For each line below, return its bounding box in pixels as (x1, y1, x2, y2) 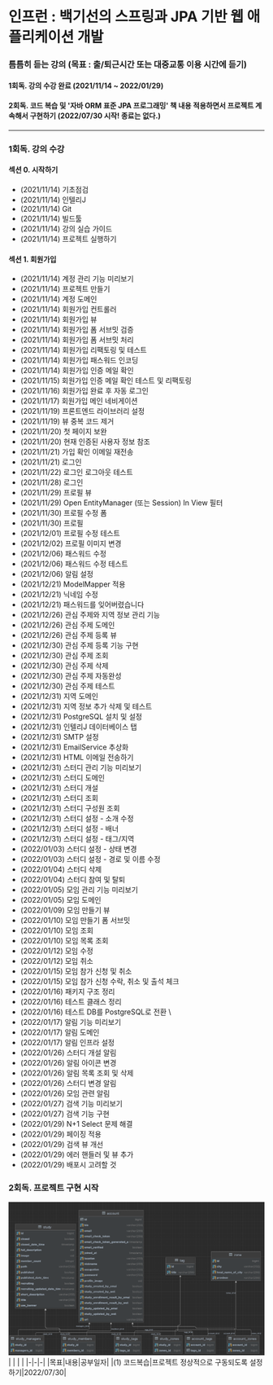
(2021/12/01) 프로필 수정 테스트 (19, 529, 120, 539)
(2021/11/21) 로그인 (19, 457, 82, 467)
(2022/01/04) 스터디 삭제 (19, 864, 102, 874)
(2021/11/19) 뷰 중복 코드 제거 (19, 416, 115, 426)
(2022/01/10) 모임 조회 (19, 926, 93, 935)
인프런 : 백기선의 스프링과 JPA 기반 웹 (8, 7, 244, 26)
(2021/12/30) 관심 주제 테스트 (19, 681, 115, 691)
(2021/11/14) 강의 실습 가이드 (19, 224, 112, 234)
